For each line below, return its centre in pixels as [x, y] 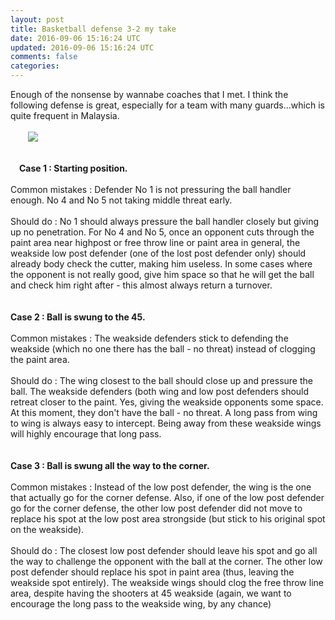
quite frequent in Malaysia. [65, 115]
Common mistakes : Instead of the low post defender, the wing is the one [161, 487]
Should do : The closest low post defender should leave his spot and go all [164, 550]
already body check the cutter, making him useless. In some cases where [161, 264]
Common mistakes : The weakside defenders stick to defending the [149, 338]
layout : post [37, 19]
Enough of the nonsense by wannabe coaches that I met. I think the [149, 94]
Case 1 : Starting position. [73, 168]
